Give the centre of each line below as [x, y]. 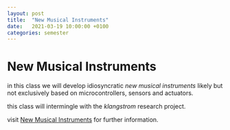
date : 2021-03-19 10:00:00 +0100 [58, 26]
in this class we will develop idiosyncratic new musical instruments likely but [115, 86]
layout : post [26, 13]
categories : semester [38, 33]
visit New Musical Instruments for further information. [83, 120]
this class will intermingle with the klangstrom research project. [96, 107]
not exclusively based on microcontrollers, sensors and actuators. [100, 93]
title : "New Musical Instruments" [58, 20]
